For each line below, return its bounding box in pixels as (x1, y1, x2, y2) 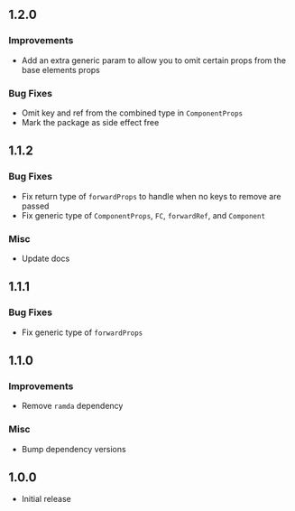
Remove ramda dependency (21, 401, 124, 412)
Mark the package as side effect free (21, 116, 160, 127)
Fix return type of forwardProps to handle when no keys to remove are (21, 190, 281, 201)
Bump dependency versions (21, 443, 127, 454)
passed (21, 200, 50, 211)
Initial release (21, 494, 71, 505)
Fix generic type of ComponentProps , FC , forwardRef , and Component (21, 209, 266, 220)
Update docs (21, 253, 70, 264)
